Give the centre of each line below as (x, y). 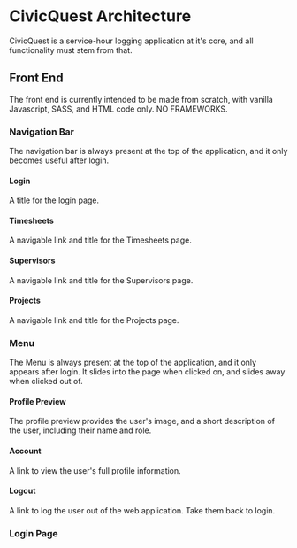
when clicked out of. (46, 382)
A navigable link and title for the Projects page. (94, 320)
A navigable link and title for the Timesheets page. (100, 240)
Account (25, 451)
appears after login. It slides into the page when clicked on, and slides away (147, 372)
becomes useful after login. (59, 160)
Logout (23, 491)
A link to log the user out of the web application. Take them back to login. (142, 510)
